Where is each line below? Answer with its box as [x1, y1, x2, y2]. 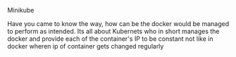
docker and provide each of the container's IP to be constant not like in [7, 34, 213, 43]
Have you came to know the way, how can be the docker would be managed [7, 20, 230, 27]
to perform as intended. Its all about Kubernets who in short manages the [7, 27, 220, 35]
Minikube [7, 6, 35, 14]
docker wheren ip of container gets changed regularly [7, 42, 164, 50]
